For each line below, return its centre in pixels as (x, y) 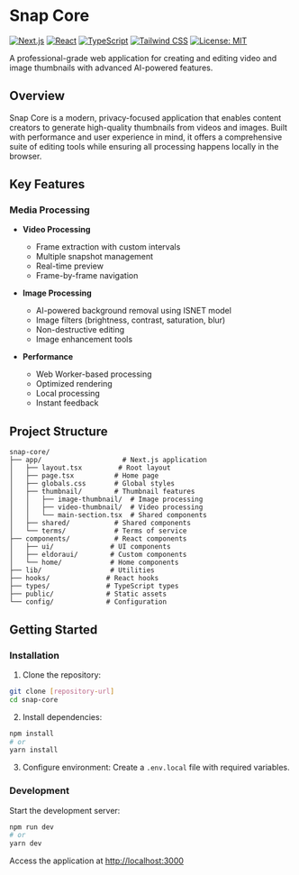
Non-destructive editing (80, 330)
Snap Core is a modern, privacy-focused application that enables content (145, 117)
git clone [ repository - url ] (62, 691)
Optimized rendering (74, 384)
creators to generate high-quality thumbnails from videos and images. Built (149, 127)
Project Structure (59, 431)
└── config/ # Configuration (88, 602)
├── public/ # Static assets (88, 594)
